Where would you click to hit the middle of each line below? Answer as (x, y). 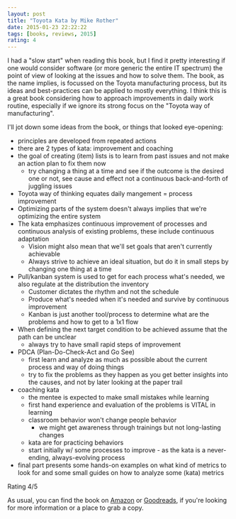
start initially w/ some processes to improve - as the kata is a (117, 450)
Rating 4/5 (22, 486)
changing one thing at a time (70, 269)
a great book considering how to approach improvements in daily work (111, 98)
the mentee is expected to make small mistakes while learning (119, 398)
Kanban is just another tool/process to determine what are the (119, 315)
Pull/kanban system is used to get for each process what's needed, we (121, 277)
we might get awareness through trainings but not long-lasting (130, 427)
